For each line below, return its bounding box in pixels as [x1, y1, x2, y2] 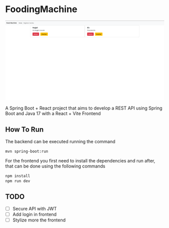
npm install [5, 174, 30, 179]
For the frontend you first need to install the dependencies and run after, [5, 158, 155, 164]
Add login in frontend [12, 211, 57, 217]
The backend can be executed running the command [5, 139, 116, 145]
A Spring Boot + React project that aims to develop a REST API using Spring [5, 105, 162, 111]
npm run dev [5, 179, 30, 184]
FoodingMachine [5, 4, 78, 15]
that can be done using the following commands [5, 163, 106, 169]
